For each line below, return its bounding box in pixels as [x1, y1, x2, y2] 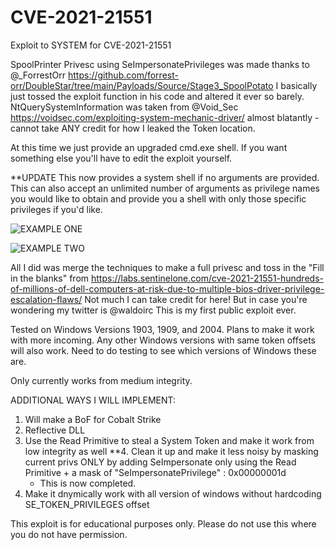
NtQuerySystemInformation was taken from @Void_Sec [10, 101, 239, 113]
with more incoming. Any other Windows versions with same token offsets [10, 334, 317, 346]
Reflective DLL [24, 424, 86, 436]
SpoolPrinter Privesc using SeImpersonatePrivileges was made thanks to [10, 58, 310, 70]
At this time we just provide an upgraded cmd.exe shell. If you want [10, 141, 288, 153]
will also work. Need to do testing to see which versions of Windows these [10, 344, 317, 356]
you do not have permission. [10, 528, 128, 540]
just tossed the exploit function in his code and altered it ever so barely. [10, 90, 305, 102]
